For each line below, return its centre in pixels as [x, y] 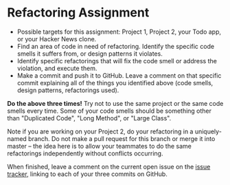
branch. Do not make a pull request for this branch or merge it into [122, 138]
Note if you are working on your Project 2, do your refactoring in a [100, 131]
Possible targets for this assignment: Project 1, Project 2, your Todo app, [119, 32]
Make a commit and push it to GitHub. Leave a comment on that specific [119, 75]
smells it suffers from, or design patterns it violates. [90, 54]
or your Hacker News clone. [57, 39]
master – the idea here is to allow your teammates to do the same [100, 146]
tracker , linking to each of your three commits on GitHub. [88, 174]
